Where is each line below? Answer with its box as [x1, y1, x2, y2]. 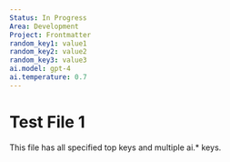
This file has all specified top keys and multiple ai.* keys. [9, 142, 222, 153]
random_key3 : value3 [9, 56, 88, 65]
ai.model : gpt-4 [9, 65, 71, 74]
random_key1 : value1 [9, 38, 88, 48]
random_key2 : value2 [9, 47, 88, 56]
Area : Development [9, 22, 79, 31]
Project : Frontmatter [9, 30, 92, 39]
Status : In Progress [9, 13, 88, 23]
